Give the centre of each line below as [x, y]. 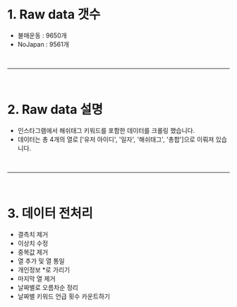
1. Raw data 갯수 [54, 15]
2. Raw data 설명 [55, 110]
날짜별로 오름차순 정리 [48, 287]
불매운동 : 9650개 [42, 35]
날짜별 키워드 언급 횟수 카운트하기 [64, 296]
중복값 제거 [33, 252]
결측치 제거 [33, 234]
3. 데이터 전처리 [50, 214]
